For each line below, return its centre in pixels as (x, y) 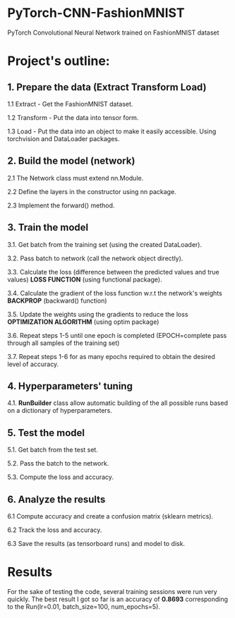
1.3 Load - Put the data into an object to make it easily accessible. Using (112, 131)
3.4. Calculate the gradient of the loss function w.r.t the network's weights (115, 293)
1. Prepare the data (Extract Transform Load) (107, 87)
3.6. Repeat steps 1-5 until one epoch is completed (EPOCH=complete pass (117, 335)
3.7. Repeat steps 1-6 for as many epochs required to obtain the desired (111, 356)
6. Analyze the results (56, 499)
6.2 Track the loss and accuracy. (55, 530)
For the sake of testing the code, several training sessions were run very (112, 591)
